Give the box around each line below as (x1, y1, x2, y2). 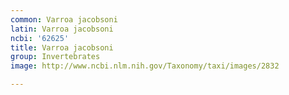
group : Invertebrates (10, 52, 101, 62)
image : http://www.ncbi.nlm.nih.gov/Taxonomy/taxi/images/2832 (10, 61, 280, 71)
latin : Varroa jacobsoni (10, 24, 114, 34)
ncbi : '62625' (10, 33, 70, 43)
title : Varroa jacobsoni (10, 42, 114, 53)
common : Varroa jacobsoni (10, 14, 118, 25)
